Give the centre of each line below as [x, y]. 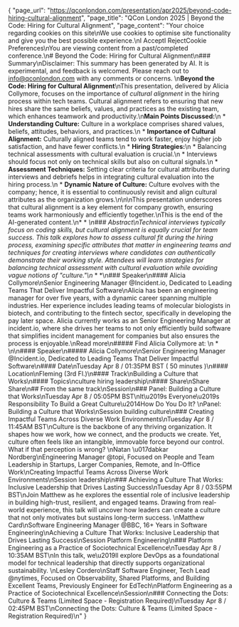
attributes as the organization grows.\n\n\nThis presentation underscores [115, 199]
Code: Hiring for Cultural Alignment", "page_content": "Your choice [106, 25]
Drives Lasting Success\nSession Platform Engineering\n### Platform [111, 540]
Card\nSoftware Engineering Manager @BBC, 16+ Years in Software [108, 525]
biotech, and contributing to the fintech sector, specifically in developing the [120, 313]
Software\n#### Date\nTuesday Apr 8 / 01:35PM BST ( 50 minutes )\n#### [118, 366]
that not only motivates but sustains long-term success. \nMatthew [106, 517]
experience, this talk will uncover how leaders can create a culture [123, 510]
